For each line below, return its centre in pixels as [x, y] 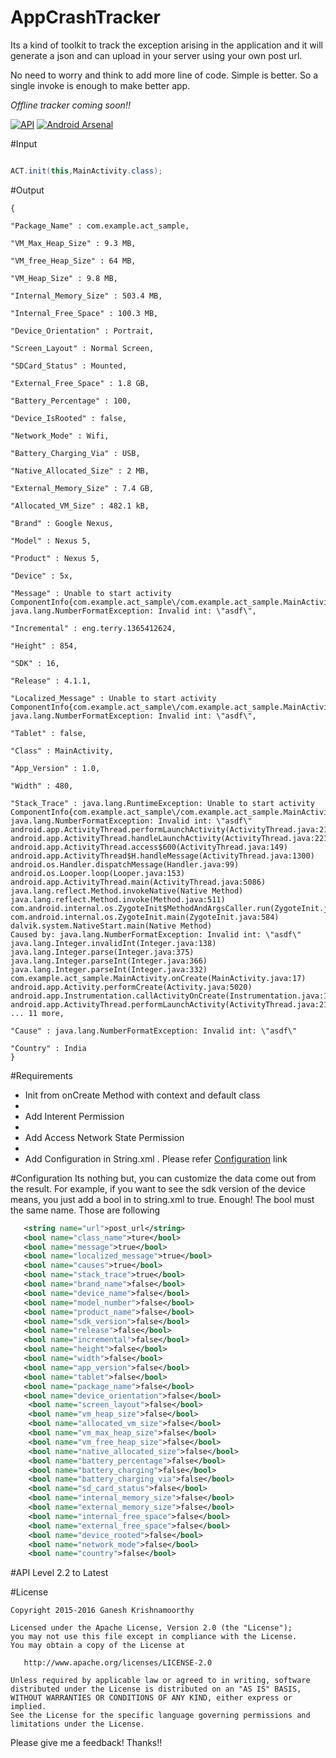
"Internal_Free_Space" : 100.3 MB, [84, 313]
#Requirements [41, 1075]
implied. [28, 1707]
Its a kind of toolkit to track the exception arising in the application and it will [166, 45]
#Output [27, 190]
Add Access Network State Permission [104, 1137]
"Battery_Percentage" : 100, [71, 401]
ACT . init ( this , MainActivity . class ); [86, 171]
